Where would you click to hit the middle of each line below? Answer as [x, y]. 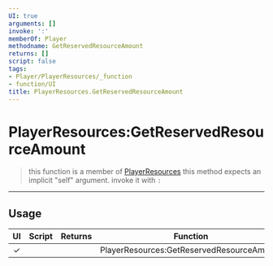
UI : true [23, 16]
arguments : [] [32, 24]
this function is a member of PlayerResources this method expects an [145, 172]
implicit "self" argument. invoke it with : [95, 181]
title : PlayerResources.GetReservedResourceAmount [96, 92]
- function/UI [32, 84]
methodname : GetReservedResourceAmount [76, 46]
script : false [32, 62]
